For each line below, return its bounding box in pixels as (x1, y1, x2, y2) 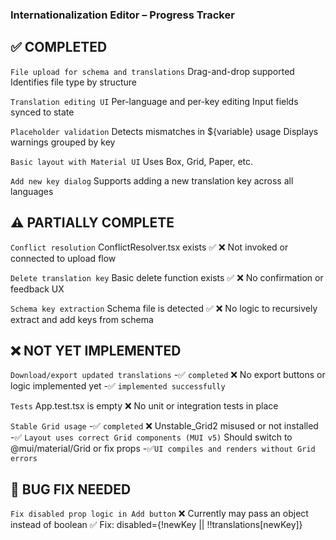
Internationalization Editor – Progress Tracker (10, 8, 235, 22)
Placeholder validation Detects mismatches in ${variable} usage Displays (10, 125, 319, 137)
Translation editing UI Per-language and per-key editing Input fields (10, 95, 299, 107)
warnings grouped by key (10, 136, 116, 148)
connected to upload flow (10, 252, 117, 264)
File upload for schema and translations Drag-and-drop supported (10, 65, 295, 77)
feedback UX (10, 283, 65, 295)
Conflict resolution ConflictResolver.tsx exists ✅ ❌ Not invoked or (10, 241, 289, 253)
